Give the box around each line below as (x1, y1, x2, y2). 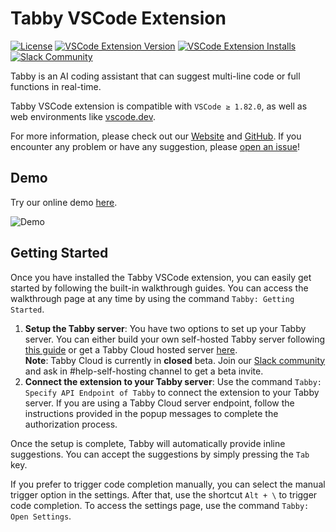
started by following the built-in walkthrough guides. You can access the (10, 282, 309, 294)
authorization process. (24, 418, 118, 430)
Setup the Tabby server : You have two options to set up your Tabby (24, 322, 307, 334)
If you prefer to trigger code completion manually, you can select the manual (10, 478, 326, 490)
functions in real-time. (10, 80, 102, 92)
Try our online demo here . (10, 196, 118, 208)
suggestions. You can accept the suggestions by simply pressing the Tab (10, 448, 310, 460)
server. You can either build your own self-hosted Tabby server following (24, 333, 326, 345)
